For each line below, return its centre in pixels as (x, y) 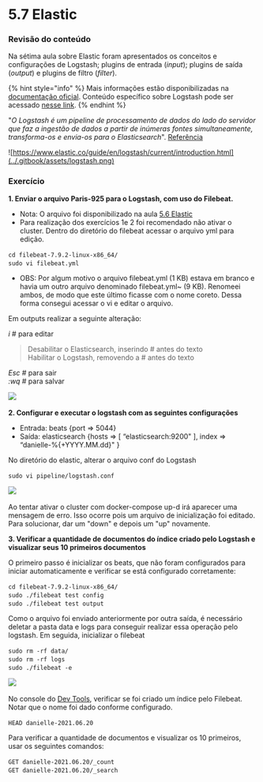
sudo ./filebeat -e (40, 668)
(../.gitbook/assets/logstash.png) (61, 161)
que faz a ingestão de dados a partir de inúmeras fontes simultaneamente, (131, 129)
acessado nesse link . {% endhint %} (67, 105)
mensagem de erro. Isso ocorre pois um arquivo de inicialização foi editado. (131, 515)
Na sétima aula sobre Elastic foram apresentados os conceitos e (113, 56)
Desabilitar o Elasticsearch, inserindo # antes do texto (115, 349)
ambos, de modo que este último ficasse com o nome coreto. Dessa (131, 294)
